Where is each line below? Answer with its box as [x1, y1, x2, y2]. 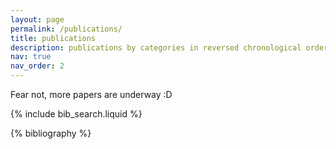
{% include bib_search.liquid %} [10, 108, 143, 120]
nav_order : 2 [10, 61, 65, 71]
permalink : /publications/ [10, 24, 123, 34]
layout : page [10, 14, 65, 25]
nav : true [10, 52, 52, 62]
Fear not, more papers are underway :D [10, 89, 173, 100]
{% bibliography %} [10, 127, 92, 139]
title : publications [10, 33, 97, 43]
